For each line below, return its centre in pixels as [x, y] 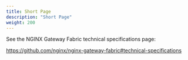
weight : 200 [21, 22]
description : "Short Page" [39, 17]
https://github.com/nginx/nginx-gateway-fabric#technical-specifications [94, 51]
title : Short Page [28, 11]
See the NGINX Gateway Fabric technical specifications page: [81, 39]
